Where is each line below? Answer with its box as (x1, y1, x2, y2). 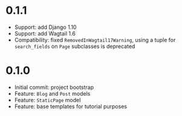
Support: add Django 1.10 (14, 23, 77, 31)
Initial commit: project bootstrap (14, 84, 94, 91)
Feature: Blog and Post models (14, 90, 91, 97)
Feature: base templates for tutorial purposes (14, 103, 128, 110)
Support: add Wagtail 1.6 (14, 29, 76, 37)
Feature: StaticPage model (14, 96, 81, 103)
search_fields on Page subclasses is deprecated (14, 43, 135, 50)
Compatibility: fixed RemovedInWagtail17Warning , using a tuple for (14, 36, 176, 43)
